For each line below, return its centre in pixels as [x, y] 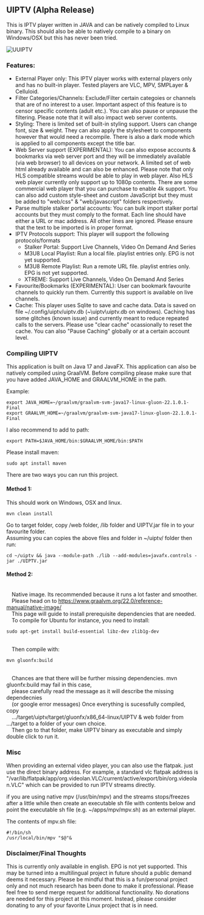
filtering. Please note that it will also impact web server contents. [96, 118]
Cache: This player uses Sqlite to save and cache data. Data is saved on [105, 305]
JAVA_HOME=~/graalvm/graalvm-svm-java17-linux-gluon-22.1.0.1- [107, 403]
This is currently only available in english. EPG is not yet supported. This [97, 867]
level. [22, 338]
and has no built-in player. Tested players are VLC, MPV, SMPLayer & [102, 85]
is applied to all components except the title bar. [75, 143]
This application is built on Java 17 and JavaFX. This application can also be [101, 367]
